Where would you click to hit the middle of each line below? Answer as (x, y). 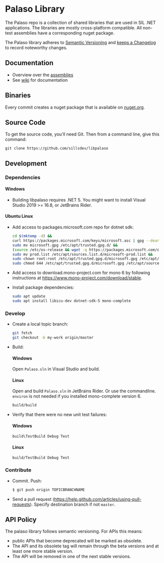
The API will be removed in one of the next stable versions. (71, 557)
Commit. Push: (27, 481)
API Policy (21, 520)
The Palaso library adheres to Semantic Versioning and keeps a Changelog (81, 42)
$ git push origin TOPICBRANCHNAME (48, 490)
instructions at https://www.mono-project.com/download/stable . (77, 278)
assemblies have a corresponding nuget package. (64, 33)
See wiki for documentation (40, 80)
